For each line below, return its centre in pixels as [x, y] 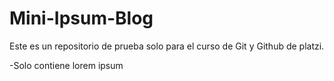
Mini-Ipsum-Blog [81, 18]
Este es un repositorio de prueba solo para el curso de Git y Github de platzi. [167, 46]
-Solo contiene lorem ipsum [66, 65]
